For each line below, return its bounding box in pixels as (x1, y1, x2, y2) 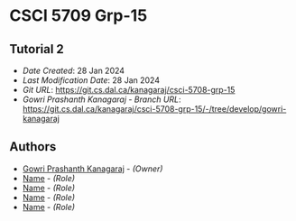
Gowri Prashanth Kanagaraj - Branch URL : (22, 94, 182, 105)
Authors (9, 139, 57, 154)
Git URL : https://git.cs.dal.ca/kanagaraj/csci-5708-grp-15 (22, 85, 236, 95)
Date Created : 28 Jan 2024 (22, 65, 125, 76)
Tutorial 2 (9, 41, 65, 57)
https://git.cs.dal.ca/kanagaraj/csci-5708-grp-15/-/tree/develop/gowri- (22, 104, 287, 114)
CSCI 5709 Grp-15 (9, 5, 148, 26)
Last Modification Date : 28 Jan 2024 (22, 75, 161, 86)
